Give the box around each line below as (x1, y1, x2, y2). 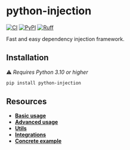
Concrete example (14, 137, 62, 145)
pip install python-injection (6, 80, 82, 86)
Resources (6, 96, 47, 107)
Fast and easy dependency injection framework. (6, 35, 125, 42)
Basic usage (14, 112, 47, 120)
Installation (6, 52, 49, 63)
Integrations (14, 131, 47, 138)
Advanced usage (14, 118, 58, 126)
